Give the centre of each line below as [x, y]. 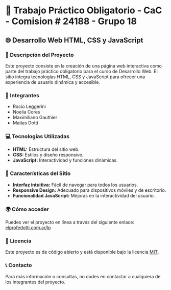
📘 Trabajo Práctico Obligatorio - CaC [84, 10]
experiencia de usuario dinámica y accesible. [53, 82]
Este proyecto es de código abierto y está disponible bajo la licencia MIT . [82, 252]
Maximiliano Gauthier [35, 118]
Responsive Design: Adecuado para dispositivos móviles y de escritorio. [89, 190]
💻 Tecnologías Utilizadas [38, 137]
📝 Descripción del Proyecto [40, 55]
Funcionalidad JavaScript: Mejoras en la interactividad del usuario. [84, 195]
